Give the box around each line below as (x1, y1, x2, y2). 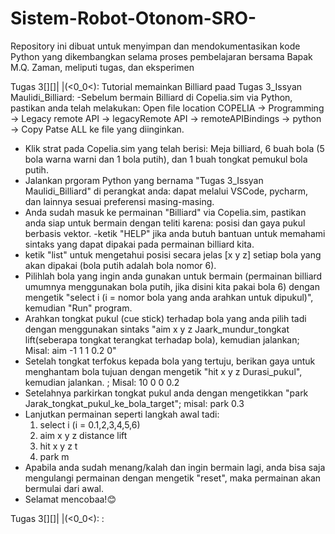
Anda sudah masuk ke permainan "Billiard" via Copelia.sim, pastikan (24, 206, 307, 218)
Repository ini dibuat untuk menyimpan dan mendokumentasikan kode (10, 40, 301, 52)
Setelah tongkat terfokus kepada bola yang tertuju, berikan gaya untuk (24, 355, 316, 367)
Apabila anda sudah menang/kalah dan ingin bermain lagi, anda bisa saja (24, 461, 326, 473)
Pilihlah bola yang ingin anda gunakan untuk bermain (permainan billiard (24, 270, 323, 282)
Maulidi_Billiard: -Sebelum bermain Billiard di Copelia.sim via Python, (10, 91, 293, 103)
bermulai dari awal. (24, 482, 104, 494)
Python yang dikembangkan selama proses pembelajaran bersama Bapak (10, 50, 313, 62)
